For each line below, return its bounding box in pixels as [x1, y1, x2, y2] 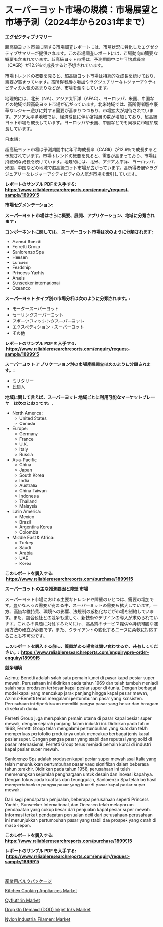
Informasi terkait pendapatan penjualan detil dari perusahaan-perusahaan [5, 812, 153, 818]
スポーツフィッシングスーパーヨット [12, 318, 85, 323]
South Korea [19, 472, 45, 478]
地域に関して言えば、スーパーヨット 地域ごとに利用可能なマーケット [5, 394, 143, 400]
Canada [19, 420, 36, 426]
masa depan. [5, 822, 31, 828]
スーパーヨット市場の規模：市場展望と [5, 4, 159, 16]
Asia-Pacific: [12, 457, 38, 463]
